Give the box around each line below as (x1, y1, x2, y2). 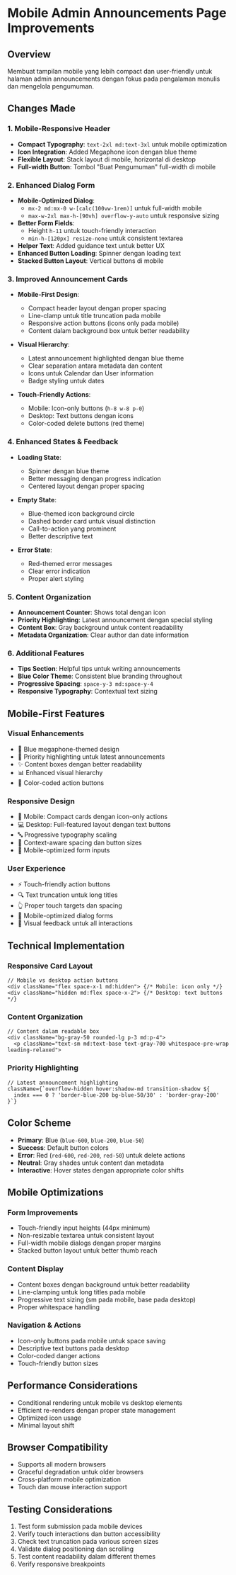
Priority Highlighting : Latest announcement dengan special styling (17, 615, 213, 624)
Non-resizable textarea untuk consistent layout (17, 1231, 155, 1240)
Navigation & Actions (7, 1320, 81, 1330)
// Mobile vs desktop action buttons (7, 977, 119, 984)
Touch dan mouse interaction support (17, 1483, 127, 1491)
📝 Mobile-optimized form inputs (17, 846, 110, 854)
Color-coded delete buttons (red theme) (28, 419, 145, 428)
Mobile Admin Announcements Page (7, 5, 227, 21)
